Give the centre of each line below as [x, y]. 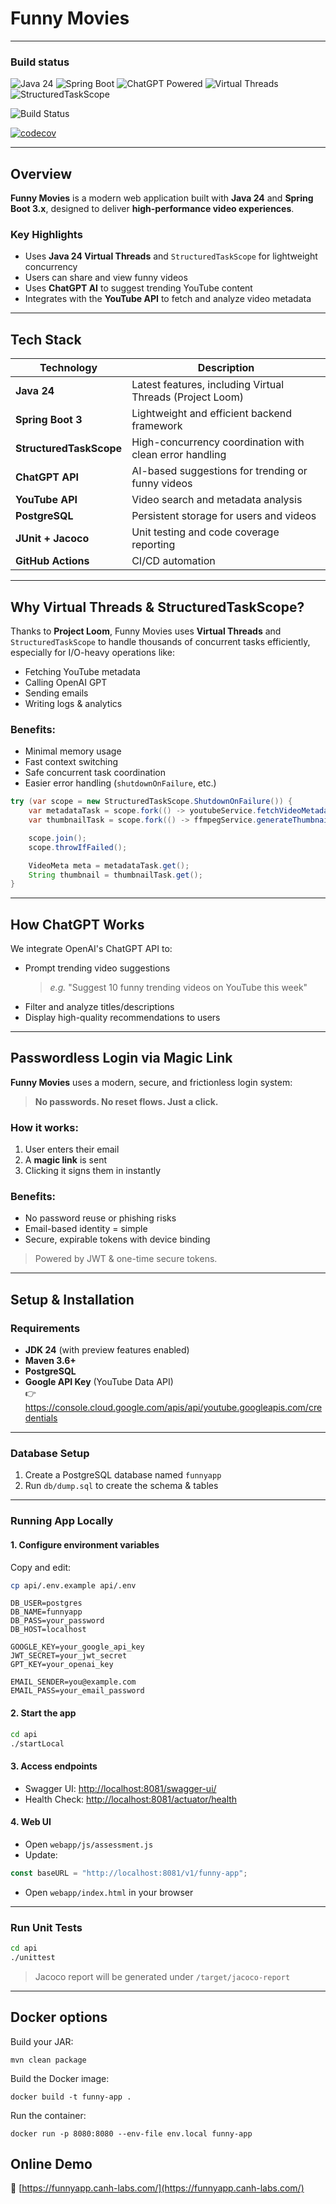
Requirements [45, 1328]
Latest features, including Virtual [208, 385]
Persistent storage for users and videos [224, 516]
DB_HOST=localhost [48, 1630]
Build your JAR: [42, 2041]
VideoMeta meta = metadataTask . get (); [109, 865]
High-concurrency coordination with [218, 442]
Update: [41, 1854]
